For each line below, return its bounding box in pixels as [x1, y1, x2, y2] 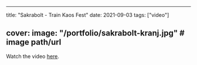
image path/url [6, 37, 62, 47]
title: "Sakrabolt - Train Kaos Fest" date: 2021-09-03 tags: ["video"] [6, 12, 169, 18]
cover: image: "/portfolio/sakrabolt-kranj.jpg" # [6, 28, 185, 38]
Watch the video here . [6, 53, 60, 60]
